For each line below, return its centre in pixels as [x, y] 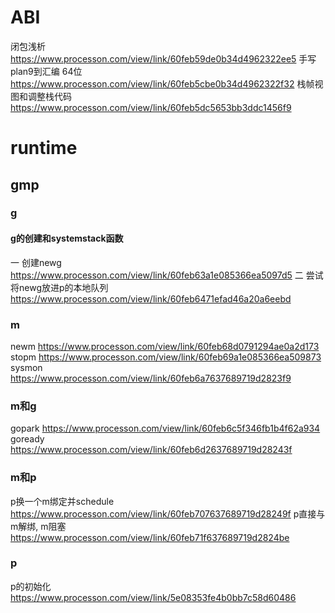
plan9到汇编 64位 [46, 71]
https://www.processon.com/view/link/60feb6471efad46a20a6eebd [151, 298]
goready [27, 439]
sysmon [26, 367]
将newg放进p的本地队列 [59, 287]
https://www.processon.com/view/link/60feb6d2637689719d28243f [151, 450]
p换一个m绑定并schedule [62, 501]
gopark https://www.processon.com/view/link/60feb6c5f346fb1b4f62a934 [165, 428]
